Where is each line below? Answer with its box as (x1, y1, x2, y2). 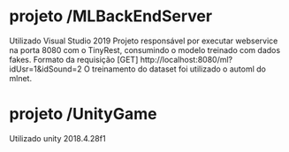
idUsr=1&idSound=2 (9, 64, 82, 74)
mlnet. (9, 72, 33, 83)
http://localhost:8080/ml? (140, 54, 233, 65)
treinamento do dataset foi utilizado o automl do (91, 64, 267, 74)
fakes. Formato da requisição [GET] (9, 54, 139, 65)
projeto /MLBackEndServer (9, 6, 213, 27)
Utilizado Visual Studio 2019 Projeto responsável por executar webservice (9, 35, 278, 46)
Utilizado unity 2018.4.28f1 (9, 133, 106, 143)
